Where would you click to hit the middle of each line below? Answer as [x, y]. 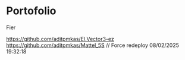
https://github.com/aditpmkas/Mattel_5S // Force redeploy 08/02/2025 [93, 45]
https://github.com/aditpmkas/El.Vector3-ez [60, 39]
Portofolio [31, 11]
